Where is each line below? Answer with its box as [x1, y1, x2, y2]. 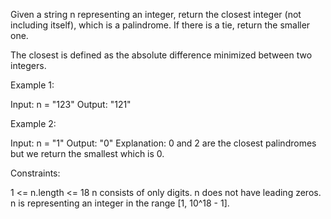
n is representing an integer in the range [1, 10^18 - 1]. [10, 197, 230, 209]
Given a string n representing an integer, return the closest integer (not [10, 9, 302, 20]
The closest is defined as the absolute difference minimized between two [10, 49, 313, 61]
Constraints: [10, 167, 61, 179]
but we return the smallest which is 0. [10, 148, 165, 159]
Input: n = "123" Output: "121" [10, 99, 132, 110]
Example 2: [10, 118, 57, 129]
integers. [10, 60, 47, 71]
